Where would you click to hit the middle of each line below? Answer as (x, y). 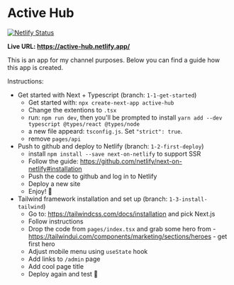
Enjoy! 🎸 (40, 191)
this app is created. (35, 67)
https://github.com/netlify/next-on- (131, 161)
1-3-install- (188, 199)
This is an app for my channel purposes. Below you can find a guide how (114, 60)
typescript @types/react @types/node (84, 124)
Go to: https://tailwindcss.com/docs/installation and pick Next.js (122, 214)
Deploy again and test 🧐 (63, 274)
